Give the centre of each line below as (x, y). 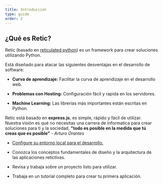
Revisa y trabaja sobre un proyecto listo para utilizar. (65, 167)
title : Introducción (26, 9)
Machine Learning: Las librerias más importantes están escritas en (79, 103)
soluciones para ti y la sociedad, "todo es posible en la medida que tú (76, 128)
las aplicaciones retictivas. (39, 157)
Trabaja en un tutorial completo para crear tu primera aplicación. (77, 176)
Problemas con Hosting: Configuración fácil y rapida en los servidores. (84, 94)
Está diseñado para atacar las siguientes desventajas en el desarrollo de (77, 65)
